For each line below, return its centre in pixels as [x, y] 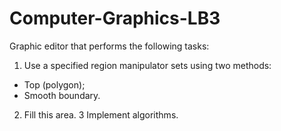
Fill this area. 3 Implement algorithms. [101, 114]
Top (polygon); [54, 84]
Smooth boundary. [62, 95]
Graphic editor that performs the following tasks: [109, 46]
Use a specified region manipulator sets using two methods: [147, 65]
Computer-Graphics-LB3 [115, 18]
